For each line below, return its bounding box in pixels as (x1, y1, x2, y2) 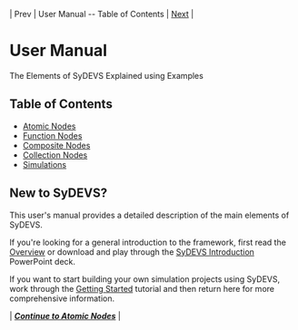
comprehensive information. (9, 293, 115, 304)
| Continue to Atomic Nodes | (9, 310, 121, 321)
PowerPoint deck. (9, 256, 75, 267)
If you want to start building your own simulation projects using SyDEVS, (9, 273, 280, 285)
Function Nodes (22, 130, 83, 141)
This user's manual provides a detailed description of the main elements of (9, 209, 290, 220)
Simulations (22, 159, 66, 170)
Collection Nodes (22, 150, 88, 160)
